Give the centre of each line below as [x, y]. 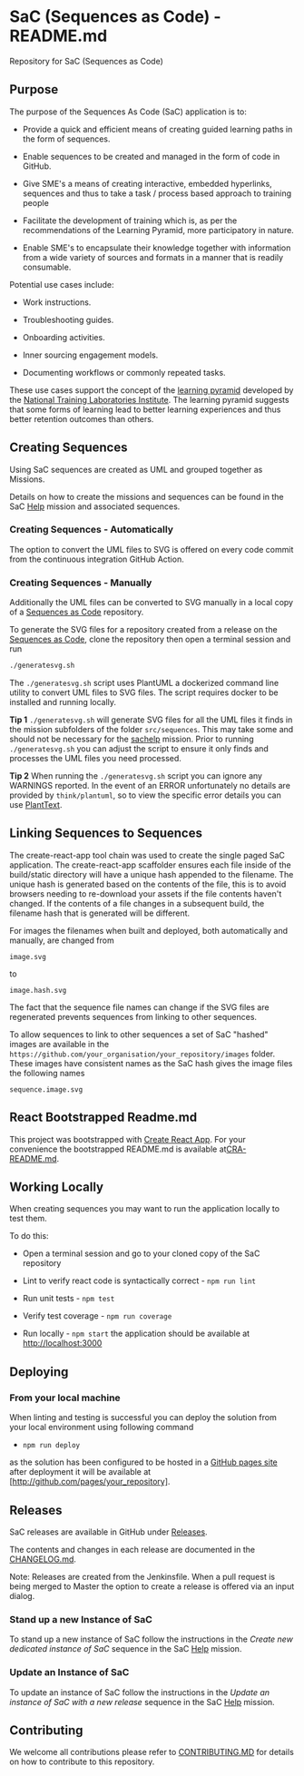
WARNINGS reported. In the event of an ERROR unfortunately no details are [150, 786]
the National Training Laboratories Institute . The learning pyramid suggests [149, 399]
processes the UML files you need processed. [95, 759]
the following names [47, 1073]
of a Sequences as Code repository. [77, 612]
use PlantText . [36, 805]
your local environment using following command [102, 1428]
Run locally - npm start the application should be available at [136, 1334]
